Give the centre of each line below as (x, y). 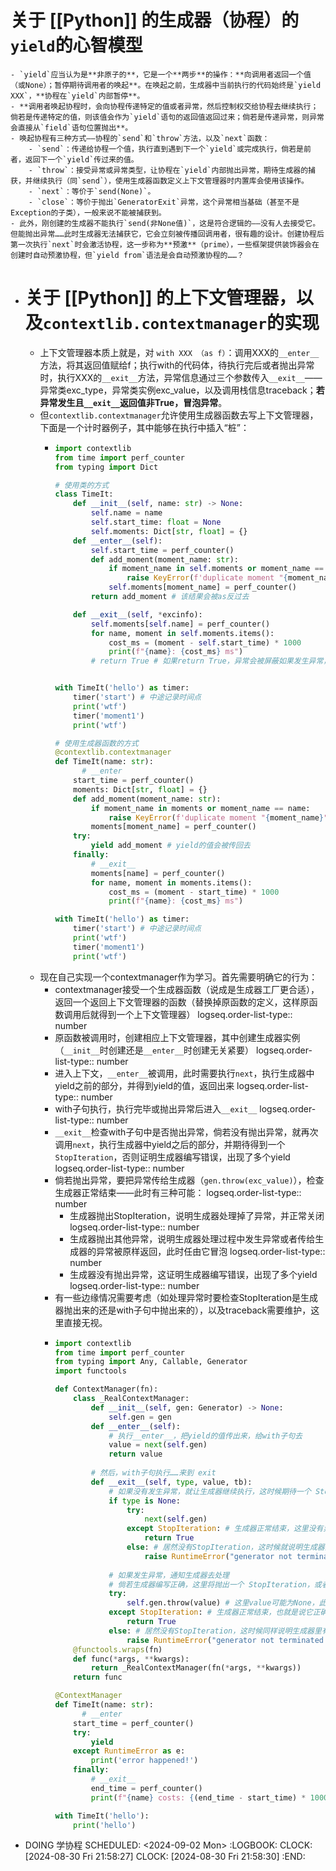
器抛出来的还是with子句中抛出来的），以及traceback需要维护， (183, 1310)
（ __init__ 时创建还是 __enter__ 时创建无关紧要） (154, 1050)
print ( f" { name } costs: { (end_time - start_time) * (198, 1797)
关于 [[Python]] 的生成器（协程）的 (155, 20)
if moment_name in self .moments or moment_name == (216, 569)
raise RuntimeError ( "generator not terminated (225, 1640)
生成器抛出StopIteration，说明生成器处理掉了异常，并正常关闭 (197, 1215)
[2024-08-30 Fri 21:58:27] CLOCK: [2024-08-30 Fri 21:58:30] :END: (165, 1857)
